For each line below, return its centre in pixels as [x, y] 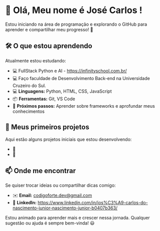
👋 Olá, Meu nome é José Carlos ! [74, 10]
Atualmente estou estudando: [36, 60]
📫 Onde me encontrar [41, 171]
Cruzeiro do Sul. [29, 86]
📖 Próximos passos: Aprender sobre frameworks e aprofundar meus [84, 106]
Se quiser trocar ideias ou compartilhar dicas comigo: [61, 185]
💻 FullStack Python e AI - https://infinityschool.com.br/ [69, 70]
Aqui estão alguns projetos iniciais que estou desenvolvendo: [68, 139]
